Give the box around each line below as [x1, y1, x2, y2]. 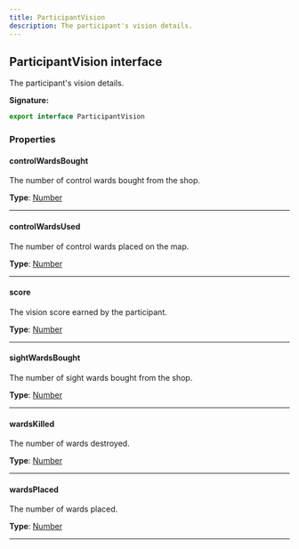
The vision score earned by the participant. [9, 306, 167, 317]
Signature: [9, 95, 49, 106]
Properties [9, 133, 56, 146]
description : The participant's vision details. [9, 21, 193, 30]
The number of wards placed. [9, 504, 118, 514]
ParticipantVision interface [9, 54, 163, 69]
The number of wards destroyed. [9, 438, 131, 449]
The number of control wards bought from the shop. [9, 175, 201, 186]
